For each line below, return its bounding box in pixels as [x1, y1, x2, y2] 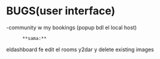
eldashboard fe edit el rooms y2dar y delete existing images [6, 46, 154, 53]
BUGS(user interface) [6, 4, 116, 18]
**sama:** [22, 35, 47, 41]
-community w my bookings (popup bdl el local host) [6, 24, 137, 31]
